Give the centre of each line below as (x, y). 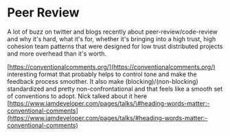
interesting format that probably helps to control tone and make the (102, 74)
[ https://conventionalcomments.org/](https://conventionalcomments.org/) (111, 67)
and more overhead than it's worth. (57, 54)
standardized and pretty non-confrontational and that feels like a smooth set (115, 89)
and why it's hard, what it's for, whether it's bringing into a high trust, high (112, 38)
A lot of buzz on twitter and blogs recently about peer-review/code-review (113, 32)
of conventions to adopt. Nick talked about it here (77, 96)
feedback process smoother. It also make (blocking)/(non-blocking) (103, 81)
